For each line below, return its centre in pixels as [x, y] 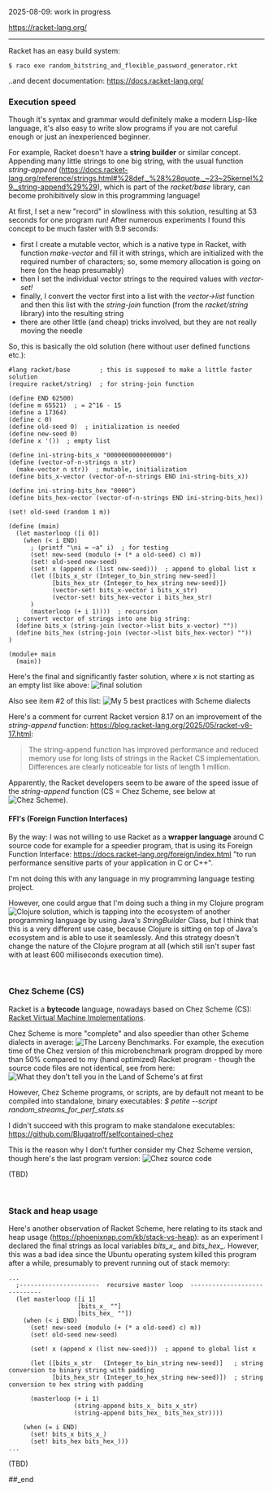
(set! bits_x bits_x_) [68, 1435]
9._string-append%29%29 [53, 187]
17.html [20, 734]
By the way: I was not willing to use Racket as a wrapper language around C [136, 837]
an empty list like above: [49, 685]
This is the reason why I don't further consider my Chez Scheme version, [131, 1150]
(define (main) [34, 527]
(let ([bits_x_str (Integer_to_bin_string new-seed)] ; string [147, 1363]
